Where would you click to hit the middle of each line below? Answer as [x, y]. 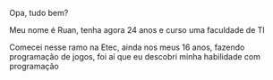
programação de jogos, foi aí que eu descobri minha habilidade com [135, 56]
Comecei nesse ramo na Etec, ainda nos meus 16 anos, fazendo [127, 47]
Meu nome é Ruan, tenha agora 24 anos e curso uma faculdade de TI [137, 30]
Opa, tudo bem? [39, 13]
